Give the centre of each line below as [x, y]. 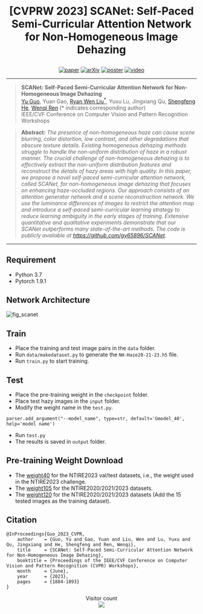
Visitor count [101, 598]
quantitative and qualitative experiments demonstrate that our [98, 222]
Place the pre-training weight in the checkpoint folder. [82, 395]
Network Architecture [48, 300]
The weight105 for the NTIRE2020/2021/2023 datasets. [84, 488]
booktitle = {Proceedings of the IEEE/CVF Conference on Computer [102, 560]
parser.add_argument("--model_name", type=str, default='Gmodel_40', [96, 419]
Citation [22, 520]
